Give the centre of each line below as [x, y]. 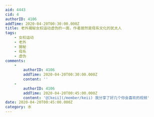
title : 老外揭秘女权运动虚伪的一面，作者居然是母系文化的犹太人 [63, 28]
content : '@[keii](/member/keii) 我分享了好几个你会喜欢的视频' [87, 98]
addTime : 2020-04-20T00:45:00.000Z [60, 93]
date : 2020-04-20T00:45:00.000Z [39, 103]
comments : [16, 61]
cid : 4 [12, 14]
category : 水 [18, 107]
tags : [11, 33]
